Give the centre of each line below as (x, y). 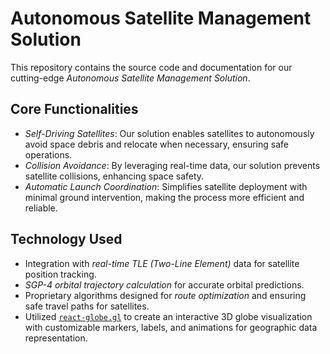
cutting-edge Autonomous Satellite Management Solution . (130, 78)
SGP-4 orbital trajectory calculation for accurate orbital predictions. (164, 284)
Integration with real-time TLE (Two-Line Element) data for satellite (162, 263)
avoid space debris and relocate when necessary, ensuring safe (156, 144)
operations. (48, 154)
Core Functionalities (74, 109)
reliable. (41, 208)
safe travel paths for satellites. (87, 306)
